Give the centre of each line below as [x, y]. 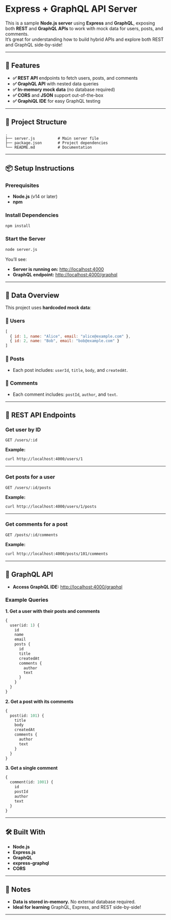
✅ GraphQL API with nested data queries [55, 84]
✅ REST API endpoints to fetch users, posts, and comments [75, 78]
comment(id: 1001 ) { [32, 782]
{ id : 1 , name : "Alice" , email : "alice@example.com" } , [70, 336]
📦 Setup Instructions [40, 168]
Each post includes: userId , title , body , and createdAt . [70, 370]
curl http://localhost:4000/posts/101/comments [57, 554]
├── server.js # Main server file [52, 138]
